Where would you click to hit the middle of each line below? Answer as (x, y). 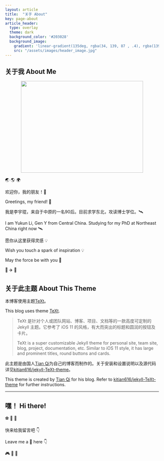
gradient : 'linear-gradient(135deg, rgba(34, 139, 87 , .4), (77, 46)
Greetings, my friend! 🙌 (28, 202)
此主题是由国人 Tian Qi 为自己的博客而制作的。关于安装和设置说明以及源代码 (81, 364)
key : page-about (21, 19)
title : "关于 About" (26, 14)
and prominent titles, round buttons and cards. (64, 353)
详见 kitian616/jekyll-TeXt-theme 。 (39, 369)
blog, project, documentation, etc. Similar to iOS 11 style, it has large (85, 348)
